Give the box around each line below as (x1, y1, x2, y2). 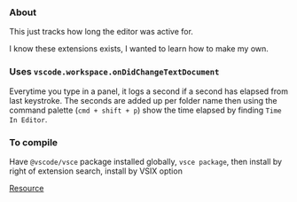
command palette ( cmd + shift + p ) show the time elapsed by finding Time (9, 105, 282, 115)
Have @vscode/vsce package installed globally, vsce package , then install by (9, 156, 282, 167)
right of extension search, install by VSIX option (9, 166, 184, 176)
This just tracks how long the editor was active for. (9, 27, 193, 37)
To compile (9, 136, 59, 148)
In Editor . (9, 113, 48, 125)
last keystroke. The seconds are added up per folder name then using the (9, 95, 277, 105)
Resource (9, 183, 44, 193)
